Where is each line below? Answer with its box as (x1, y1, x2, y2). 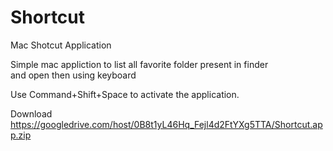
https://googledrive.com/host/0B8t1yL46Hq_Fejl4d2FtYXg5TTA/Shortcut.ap (10, 118, 323, 130)
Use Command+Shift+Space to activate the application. (10, 88, 240, 100)
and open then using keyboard (10, 69, 137, 81)
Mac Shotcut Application (10, 39, 112, 51)
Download (10, 107, 53, 120)
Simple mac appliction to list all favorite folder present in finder (10, 58, 269, 70)
